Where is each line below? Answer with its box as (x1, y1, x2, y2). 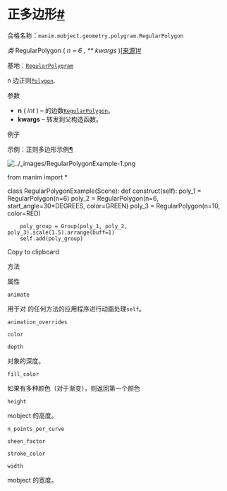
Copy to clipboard (7, 247, 60, 256)
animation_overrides (7, 319, 68, 326)
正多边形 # (7, 6, 66, 23)
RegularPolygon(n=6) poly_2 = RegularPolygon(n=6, (7, 194, 159, 202)
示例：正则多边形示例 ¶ (7, 145, 73, 153)
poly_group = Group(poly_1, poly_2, (20, 223, 128, 230)
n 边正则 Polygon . (7, 76, 56, 85)
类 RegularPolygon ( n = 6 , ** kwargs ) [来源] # (7, 46, 142, 54)
